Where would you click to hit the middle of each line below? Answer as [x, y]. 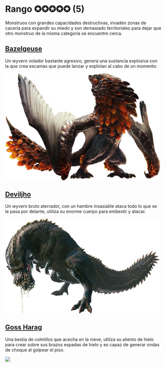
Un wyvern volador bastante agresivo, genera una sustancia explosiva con [81, 61]
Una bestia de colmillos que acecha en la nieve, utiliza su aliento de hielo [80, 339]
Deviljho [18, 194]
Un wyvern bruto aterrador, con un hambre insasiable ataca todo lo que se [81, 206]
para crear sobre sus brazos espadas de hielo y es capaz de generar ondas [82, 344]
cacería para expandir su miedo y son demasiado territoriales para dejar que [83, 28]
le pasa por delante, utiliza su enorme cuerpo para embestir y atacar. [76, 212]
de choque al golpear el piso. [35, 350]
